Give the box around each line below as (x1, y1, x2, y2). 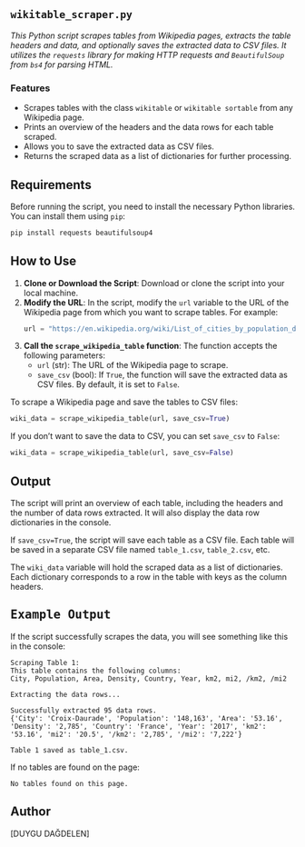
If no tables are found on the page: (10, 762, 140, 772)
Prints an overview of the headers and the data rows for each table (23, 122, 274, 133)
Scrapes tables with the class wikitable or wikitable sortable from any (23, 103, 293, 114)
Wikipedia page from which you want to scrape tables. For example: (23, 306, 279, 317)
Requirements (10, 177, 92, 193)
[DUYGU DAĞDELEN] (10, 828, 90, 839)
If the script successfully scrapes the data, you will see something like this (10, 631, 289, 642)
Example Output (10, 607, 112, 623)
